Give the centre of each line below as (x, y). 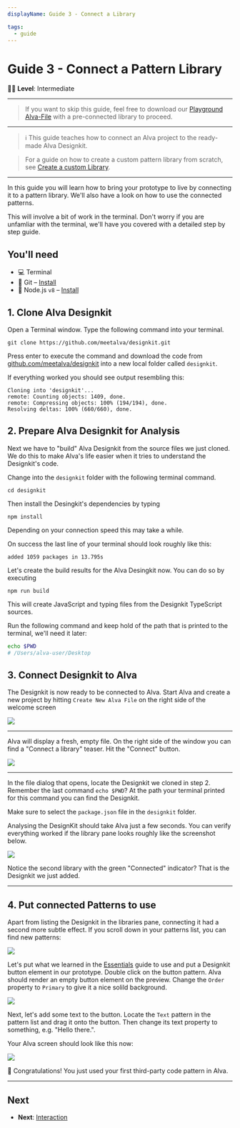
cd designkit (27, 490)
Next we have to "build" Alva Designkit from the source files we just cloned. (119, 448)
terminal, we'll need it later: (47, 633)
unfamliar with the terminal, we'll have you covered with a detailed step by (116, 224)
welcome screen (32, 707)
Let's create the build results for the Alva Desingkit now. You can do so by (116, 570)
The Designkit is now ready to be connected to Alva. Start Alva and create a (119, 692)
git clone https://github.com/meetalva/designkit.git (89, 343)
